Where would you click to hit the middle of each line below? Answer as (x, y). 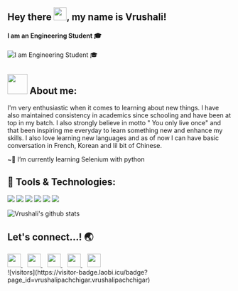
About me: (53, 91)
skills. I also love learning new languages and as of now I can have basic (113, 138)
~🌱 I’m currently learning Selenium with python (76, 159)
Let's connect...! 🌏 (50, 237)
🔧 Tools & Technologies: (61, 182)
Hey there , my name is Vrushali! (87, 17)
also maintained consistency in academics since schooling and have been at (119, 115)
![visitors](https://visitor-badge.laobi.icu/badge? (77, 273)
